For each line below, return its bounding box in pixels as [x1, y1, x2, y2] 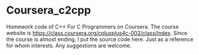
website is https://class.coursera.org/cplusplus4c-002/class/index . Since [6, 29, 188, 36]
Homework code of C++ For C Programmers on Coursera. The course [6, 23, 179, 30]
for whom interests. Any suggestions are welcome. [6, 42, 132, 49]
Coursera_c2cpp [6, 4, 91, 17]
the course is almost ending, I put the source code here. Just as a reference [6, 35, 194, 43]
